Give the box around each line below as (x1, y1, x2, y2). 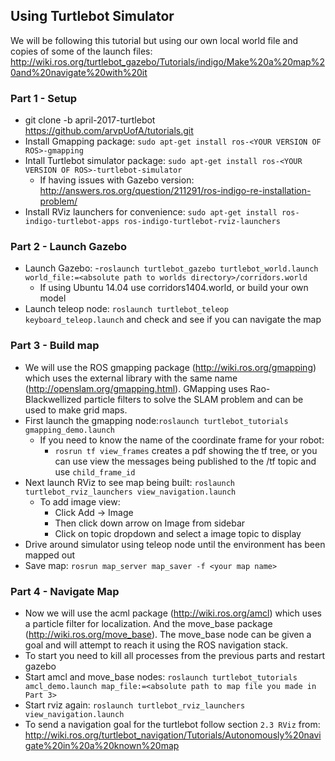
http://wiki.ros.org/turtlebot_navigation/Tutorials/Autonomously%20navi (24, 729, 322, 741)
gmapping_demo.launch (24, 425, 115, 435)
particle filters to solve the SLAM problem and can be (83, 393, 304, 405)
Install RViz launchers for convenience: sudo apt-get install (24, 206, 278, 218)
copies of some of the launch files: (10, 45, 153, 57)
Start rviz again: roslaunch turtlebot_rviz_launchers (24, 699, 246, 711)
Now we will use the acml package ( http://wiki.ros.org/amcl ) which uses (24, 607, 322, 619)
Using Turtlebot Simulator (10, 8, 175, 25)
